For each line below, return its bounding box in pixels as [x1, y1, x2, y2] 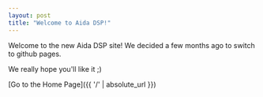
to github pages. [8, 49, 62, 58]
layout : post [8, 11, 51, 20]
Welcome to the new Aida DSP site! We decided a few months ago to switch [8, 40, 255, 50]
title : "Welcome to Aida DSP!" [8, 19, 111, 27]
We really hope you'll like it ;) [8, 64, 103, 73]
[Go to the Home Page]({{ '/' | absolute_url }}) [8, 80, 156, 89]
